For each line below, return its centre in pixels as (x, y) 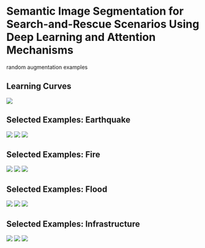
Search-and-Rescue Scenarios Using (103, 24)
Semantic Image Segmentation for (95, 11)
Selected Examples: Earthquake (68, 120)
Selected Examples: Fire (54, 154)
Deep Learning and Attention (81, 37)
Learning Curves (39, 86)
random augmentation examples (47, 67)
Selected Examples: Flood (57, 189)
